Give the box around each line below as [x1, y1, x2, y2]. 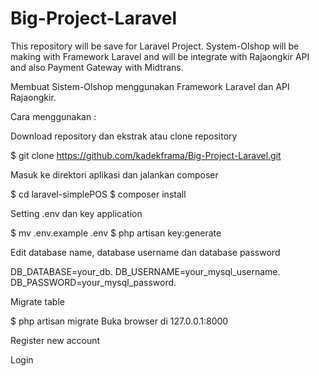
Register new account [10, 334, 101, 346]
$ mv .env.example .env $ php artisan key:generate [10, 227, 222, 239]
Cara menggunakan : [10, 110, 97, 122]
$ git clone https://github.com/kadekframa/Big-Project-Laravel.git [10, 149, 282, 161]
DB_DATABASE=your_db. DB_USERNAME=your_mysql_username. [10, 265, 281, 277]
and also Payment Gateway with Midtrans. [10, 61, 184, 73]
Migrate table [10, 295, 65, 307]
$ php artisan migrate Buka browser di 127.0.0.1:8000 [10, 315, 229, 327]
